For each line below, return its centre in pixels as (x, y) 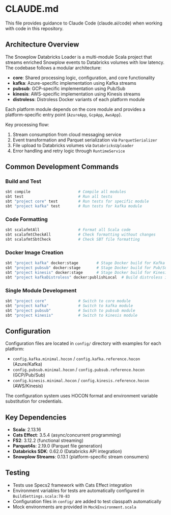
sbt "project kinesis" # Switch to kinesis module (72, 315)
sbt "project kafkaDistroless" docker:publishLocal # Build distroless (84, 277)
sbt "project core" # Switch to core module (68, 301)
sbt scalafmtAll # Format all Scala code (68, 230)
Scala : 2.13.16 (27, 430)
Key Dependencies (36, 417)
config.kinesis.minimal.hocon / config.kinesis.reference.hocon (81, 381)
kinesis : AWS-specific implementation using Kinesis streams (77, 94)
